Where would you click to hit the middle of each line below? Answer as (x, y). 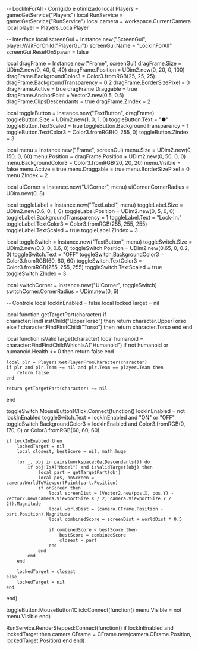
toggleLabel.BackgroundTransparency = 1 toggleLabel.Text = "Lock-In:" (94, 218)
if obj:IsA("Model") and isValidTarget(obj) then (90, 467)
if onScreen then (59, 488)
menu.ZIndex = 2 (27, 175)
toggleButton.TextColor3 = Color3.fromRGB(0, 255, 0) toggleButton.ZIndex (98, 132)
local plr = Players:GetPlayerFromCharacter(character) (77, 362)
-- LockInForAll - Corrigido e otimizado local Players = (72, 9)
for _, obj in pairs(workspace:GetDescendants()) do (84, 462)
